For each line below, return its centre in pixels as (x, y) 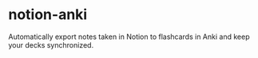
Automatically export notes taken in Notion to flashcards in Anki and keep (129, 37)
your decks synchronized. (51, 44)
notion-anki (48, 15)
